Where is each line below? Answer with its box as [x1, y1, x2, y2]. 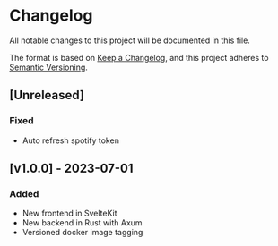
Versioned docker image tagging [22, 227, 143, 238]
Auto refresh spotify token [22, 135, 119, 146]
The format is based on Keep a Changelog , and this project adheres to [9, 52, 269, 63]
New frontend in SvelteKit [22, 208, 118, 219]
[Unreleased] [9, 88, 85, 103]
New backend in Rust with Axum [22, 217, 143, 228]
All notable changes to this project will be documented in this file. [9, 35, 251, 46]
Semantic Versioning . [9, 62, 88, 72]
